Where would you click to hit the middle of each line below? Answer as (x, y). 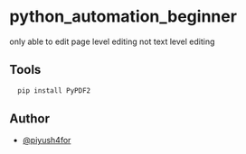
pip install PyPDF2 (54, 91)
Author (29, 119)
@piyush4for (47, 140)
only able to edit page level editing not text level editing (112, 41)
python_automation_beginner (123, 17)
